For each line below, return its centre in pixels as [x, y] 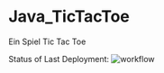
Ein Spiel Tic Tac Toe [47, 41]
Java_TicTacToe [69, 17]
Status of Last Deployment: [59, 59]
